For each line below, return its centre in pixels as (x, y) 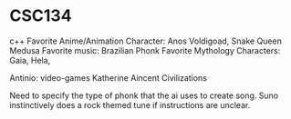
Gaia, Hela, (30, 60)
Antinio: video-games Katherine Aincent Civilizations (109, 77)
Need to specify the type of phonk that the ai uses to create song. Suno (144, 95)
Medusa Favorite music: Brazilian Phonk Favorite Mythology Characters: (145, 50)
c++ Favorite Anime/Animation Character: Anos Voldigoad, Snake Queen (146, 41)
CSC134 (41, 16)
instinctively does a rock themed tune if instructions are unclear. (130, 104)
